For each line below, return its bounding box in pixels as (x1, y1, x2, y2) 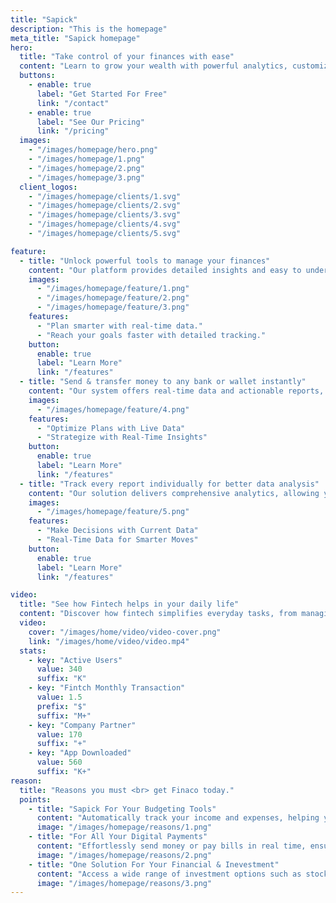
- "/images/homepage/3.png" (28, 172, 145, 183)
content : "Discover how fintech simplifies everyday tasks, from (19, 609, 298, 619)
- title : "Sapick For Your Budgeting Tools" (28, 804, 217, 814)
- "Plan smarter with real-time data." (36, 321, 203, 331)
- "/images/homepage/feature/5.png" (36, 507, 190, 517)
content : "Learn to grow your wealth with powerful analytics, (19, 61, 288, 71)
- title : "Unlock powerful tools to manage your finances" (19, 256, 271, 266)
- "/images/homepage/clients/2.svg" (28, 201, 182, 211)
